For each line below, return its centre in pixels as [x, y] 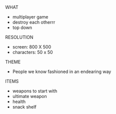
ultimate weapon [29, 96]
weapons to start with [35, 91]
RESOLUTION [19, 37]
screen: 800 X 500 [32, 47]
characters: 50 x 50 [33, 52]
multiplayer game [30, 17]
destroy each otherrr [34, 22]
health [19, 101]
